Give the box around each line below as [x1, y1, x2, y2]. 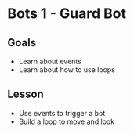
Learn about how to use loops [18, 65, 115, 74]
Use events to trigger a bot [18, 108, 106, 118]
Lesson [7, 88, 44, 101]
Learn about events [18, 56, 81, 66]
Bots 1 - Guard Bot [7, 5, 127, 23]
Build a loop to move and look [18, 117, 115, 126]
